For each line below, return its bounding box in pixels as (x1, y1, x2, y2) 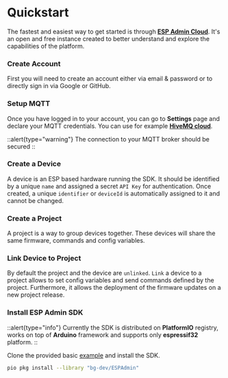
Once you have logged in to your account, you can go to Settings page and (7, 114, 220, 122)
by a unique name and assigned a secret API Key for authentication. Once (7, 182, 212, 190)
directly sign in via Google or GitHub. (7, 82, 111, 90)
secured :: (7, 142, 36, 150)
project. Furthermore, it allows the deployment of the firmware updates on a (7, 284, 221, 292)
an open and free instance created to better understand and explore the (7, 34, 210, 42)
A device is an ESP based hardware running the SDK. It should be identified (7, 174, 220, 183)
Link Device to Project (7, 254, 81, 263)
